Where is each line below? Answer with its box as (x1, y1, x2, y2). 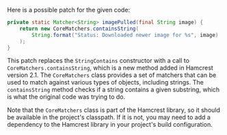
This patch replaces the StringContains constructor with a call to (7, 57, 190, 65)
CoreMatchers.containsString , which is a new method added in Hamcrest (7, 64, 213, 72)
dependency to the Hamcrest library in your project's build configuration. (7, 121, 213, 129)
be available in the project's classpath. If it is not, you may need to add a (7, 113, 211, 121)
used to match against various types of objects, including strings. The (7, 78, 204, 87)
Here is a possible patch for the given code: (7, 6, 131, 14)
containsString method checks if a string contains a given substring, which (7, 85, 220, 94)
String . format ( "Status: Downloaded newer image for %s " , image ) (31, 31, 219, 38)
